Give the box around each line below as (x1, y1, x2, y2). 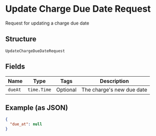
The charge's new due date (81, 86, 147, 93)
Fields (5, 62, 26, 71)
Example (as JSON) (5, 103, 68, 112)
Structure (5, 35, 37, 43)
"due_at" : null (10, 122, 42, 127)
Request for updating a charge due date (5, 20, 90, 26)
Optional (56, 86, 77, 93)
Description (99, 77, 129, 84)
